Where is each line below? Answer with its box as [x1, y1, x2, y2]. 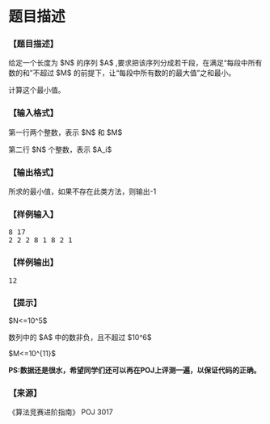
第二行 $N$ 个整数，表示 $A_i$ [8, 145, 112, 154]
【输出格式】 [8, 166, 59, 178]
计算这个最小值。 [8, 86, 65, 95]
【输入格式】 [8, 107, 59, 119]
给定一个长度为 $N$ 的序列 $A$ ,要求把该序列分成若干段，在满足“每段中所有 [8, 58, 263, 68]
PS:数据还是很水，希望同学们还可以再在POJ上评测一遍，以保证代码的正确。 [8, 365, 261, 375]
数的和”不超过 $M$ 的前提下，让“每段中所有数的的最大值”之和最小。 [8, 68, 236, 78]
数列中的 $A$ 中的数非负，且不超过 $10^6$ [8, 332, 152, 342]
